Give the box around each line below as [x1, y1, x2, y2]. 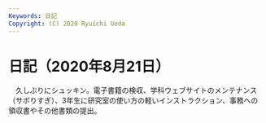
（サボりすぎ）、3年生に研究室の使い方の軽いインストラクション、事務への [8, 95, 259, 106]
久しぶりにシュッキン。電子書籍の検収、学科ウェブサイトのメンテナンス [15, 86, 258, 95]
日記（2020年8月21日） [8, 57, 170, 76]
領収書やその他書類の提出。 [8, 106, 102, 116]
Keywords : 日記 [8, 11, 58, 20]
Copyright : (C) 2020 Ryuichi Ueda [8, 20, 126, 28]
